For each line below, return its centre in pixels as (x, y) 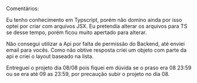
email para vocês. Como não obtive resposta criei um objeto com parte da (96, 50)
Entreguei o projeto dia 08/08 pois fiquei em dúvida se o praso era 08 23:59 (99, 68)
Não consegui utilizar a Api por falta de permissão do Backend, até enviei (96, 44)
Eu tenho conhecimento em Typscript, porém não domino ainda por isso (94, 20)
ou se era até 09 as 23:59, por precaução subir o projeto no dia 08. (88, 74)
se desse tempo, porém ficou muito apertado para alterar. (76, 32)
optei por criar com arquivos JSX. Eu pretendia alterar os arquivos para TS (97, 26)
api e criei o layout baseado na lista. (50, 56)
